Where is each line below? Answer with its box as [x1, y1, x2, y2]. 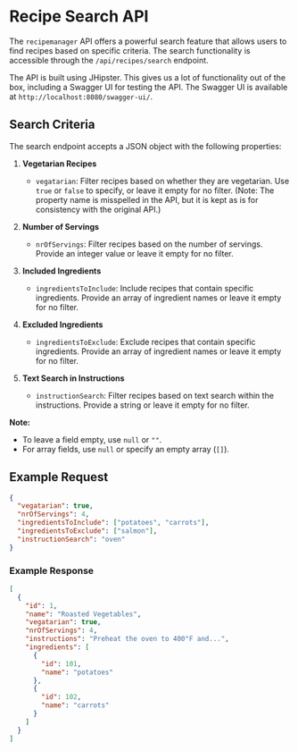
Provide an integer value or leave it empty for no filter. [35, 248, 234, 258]
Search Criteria [9, 117, 95, 132]
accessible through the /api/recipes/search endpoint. [9, 55, 209, 65]
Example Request [9, 469, 109, 485]
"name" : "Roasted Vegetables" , [25, 610, 142, 619]
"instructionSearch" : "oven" [17, 535, 126, 544]
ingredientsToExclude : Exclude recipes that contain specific [35, 336, 256, 347]
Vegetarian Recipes [21, 158, 97, 169]
